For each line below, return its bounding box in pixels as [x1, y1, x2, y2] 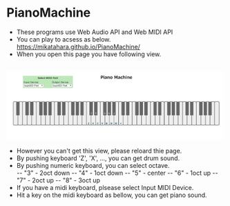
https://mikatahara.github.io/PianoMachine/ [16, 42, 141, 51]
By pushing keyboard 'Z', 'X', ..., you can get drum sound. [16, 154, 180, 162]
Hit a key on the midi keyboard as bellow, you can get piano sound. [16, 191, 208, 199]
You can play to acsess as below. [16, 35, 111, 43]
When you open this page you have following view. [16, 50, 162, 58]
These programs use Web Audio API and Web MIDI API [16, 28, 173, 36]
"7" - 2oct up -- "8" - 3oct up [16, 176, 101, 184]
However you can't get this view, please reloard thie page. [16, 147, 182, 155]
